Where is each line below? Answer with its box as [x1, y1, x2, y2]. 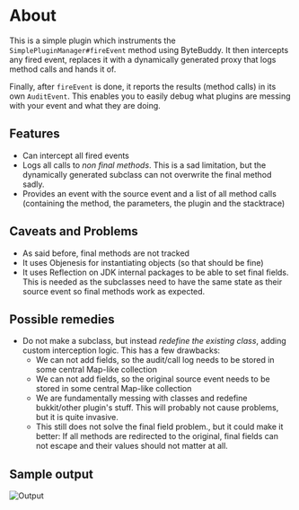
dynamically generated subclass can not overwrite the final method [22, 169, 272, 180]
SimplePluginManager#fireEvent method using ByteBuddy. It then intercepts [9, 44, 289, 55]
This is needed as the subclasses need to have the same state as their [22, 276, 283, 287]
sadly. [22, 179, 45, 189]
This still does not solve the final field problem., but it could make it [35, 421, 284, 432]
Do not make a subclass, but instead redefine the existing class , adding [22, 336, 287, 347]
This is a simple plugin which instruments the [9, 35, 177, 46]
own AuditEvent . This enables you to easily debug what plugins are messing [9, 91, 291, 101]
